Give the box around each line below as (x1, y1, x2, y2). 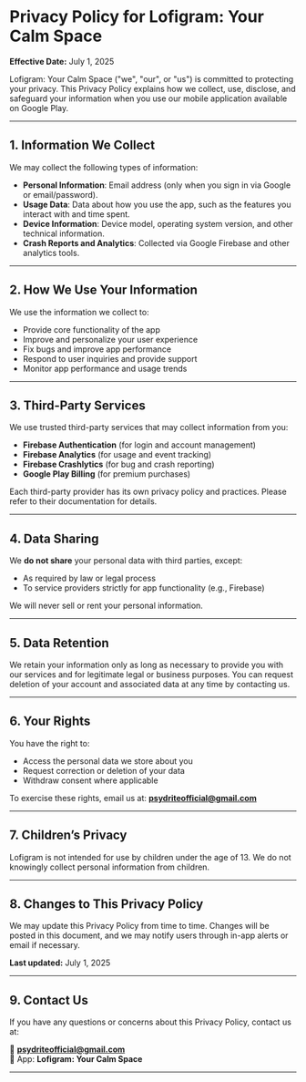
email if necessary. (9, 940, 80, 951)
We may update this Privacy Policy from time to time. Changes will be (9, 921, 270, 932)
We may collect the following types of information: (9, 161, 199, 172)
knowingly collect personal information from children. (9, 861, 210, 872)
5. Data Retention (9, 635, 109, 651)
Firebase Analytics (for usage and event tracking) (22, 449, 212, 460)
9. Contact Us (9, 992, 88, 1008)
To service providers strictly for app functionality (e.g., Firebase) (22, 582, 266, 593)
